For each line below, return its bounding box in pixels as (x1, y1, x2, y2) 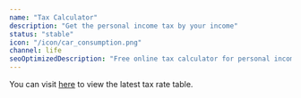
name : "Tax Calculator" (9, 12, 99, 22)
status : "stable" (9, 29, 74, 38)
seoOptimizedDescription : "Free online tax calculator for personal (9, 54, 271, 63)
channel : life (9, 46, 63, 55)
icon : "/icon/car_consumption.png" (9, 37, 142, 47)
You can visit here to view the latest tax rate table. (9, 79, 193, 89)
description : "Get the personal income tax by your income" (9, 21, 239, 30)
